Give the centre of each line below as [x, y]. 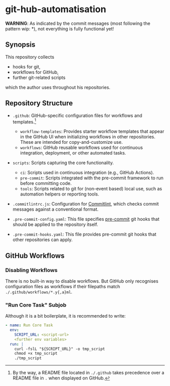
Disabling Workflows [31, 270]
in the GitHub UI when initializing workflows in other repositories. [88, 137]
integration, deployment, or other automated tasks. [73, 153]
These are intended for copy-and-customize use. [71, 142]
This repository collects [30, 57]
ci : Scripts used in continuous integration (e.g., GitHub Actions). [87, 173]
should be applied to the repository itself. [55, 224]
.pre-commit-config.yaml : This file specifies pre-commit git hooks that [86, 219]
